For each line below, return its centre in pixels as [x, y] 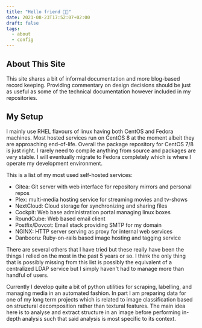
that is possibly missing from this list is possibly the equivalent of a [89, 262]
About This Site [36, 64]
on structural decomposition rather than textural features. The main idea [96, 306]
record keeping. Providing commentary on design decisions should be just [99, 85]
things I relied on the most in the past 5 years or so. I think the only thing [96, 256]
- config [23, 40]
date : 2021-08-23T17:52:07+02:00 [48, 17]
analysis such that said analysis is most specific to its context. [99, 318]
